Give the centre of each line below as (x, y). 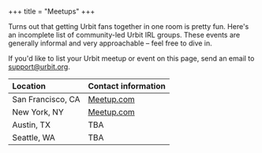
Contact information (127, 86)
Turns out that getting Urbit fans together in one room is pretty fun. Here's (129, 26)
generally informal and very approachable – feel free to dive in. (110, 43)
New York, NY (38, 112)
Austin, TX (32, 125)
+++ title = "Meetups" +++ (52, 11)
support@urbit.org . (39, 67)
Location (29, 86)
